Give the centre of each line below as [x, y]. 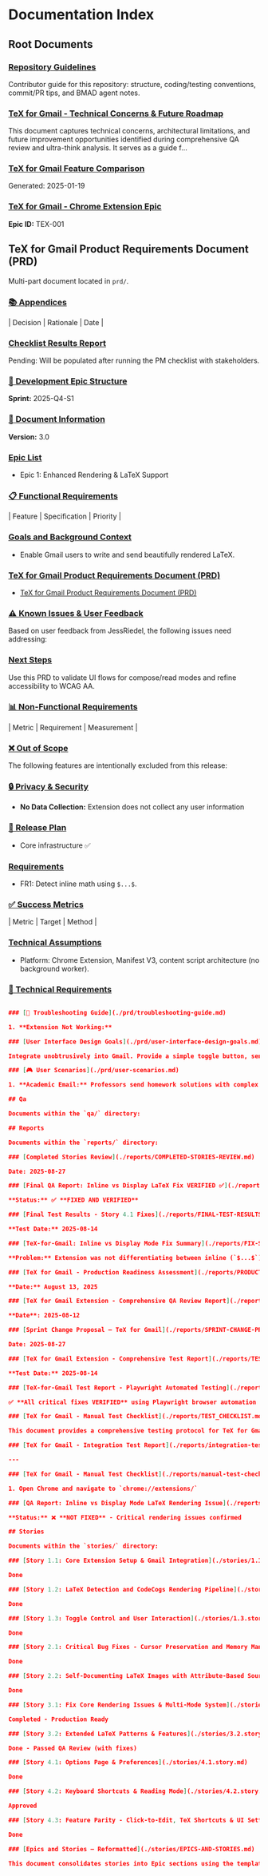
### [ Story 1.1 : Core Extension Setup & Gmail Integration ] [110, 1561]
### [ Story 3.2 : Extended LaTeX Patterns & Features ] [100, 1734]
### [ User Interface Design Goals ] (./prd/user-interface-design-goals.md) [135, 1041]
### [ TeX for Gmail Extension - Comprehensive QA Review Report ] [119, 1301]
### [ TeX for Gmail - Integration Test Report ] [89, 1445]
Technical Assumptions [55, 943]
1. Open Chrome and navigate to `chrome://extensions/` [103, 1488]
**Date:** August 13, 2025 [53, 1287]
